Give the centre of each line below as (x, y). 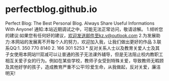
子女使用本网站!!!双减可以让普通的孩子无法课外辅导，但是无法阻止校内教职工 (84, 54)
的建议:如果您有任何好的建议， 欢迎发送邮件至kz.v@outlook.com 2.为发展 (81, 35)
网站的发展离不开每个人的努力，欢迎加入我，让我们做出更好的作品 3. (86, 42)
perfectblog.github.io (51, 9)
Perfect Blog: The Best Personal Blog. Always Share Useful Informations (80, 23)
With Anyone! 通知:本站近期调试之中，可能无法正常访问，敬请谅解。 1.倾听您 (84, 29)
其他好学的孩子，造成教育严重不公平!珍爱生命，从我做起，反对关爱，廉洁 (85, 67)
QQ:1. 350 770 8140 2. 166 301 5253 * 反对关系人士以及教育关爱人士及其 (84, 48)
